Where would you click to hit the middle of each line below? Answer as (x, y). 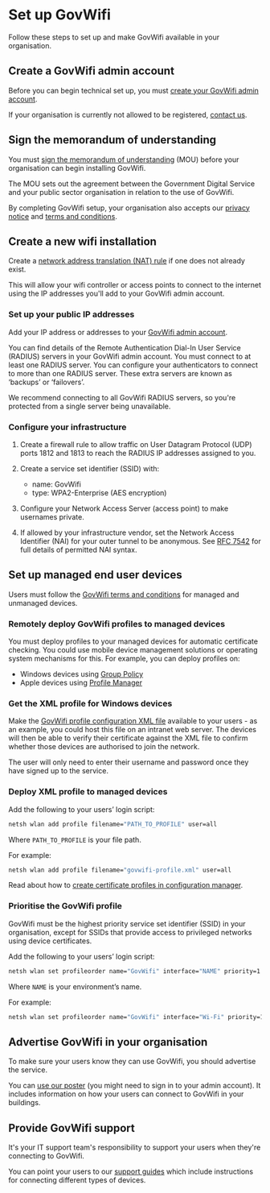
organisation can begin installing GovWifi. (77, 168)
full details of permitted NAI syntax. (79, 549)
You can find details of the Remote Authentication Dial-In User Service (125, 347)
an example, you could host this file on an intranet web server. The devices (133, 730)
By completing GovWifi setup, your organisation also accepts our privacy (129, 208)
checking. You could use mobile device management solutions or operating (133, 650)
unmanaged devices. (43, 603)
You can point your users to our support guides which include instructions (131, 1172)
